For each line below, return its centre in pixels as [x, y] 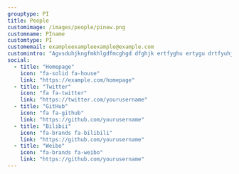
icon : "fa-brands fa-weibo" [62, 153]
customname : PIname [36, 34]
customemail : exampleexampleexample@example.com [81, 47]
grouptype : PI [28, 14]
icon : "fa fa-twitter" [54, 93]
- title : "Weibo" [39, 146]
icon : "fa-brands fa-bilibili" [67, 133]
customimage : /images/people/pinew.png [67, 27]
